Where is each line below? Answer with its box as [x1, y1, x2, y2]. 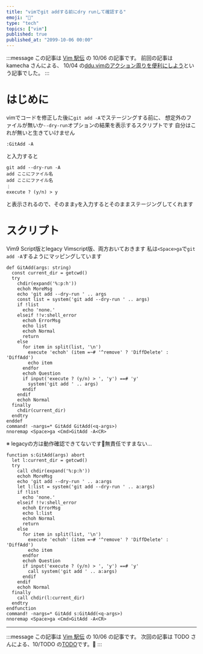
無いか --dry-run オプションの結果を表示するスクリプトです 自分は [27, 121, 192, 129]
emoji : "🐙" [6, 15, 34, 21]
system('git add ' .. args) [28, 381, 98, 387]
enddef [6, 418, 23, 424]
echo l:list [22, 510, 53, 516]
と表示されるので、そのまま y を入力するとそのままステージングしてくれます [6, 200, 194, 207]
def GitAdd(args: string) [6, 264, 71, 271]
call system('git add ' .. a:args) [28, 568, 118, 574]
